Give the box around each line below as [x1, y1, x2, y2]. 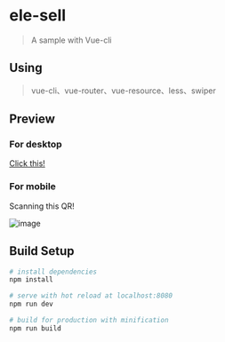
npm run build [9, 323, 62, 333]
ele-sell [9, 5, 67, 26]
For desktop [9, 139, 62, 151]
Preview [9, 112, 56, 127]
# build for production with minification [9, 316, 169, 325]
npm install [9, 275, 53, 284]
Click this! [9, 158, 46, 169]
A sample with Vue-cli [30, 35, 112, 45]
